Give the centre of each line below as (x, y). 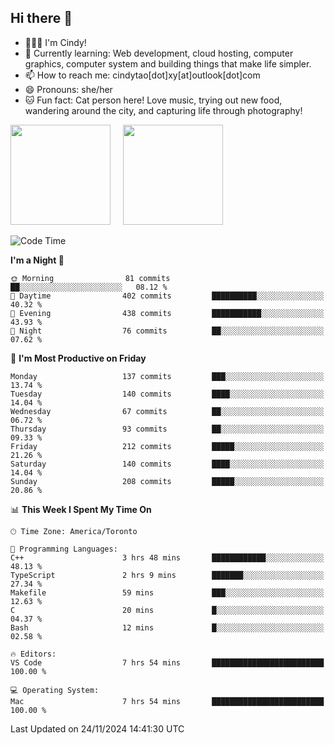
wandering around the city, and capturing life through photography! (163, 110)
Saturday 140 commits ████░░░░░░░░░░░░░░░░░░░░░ (167, 464)
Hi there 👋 (41, 18)
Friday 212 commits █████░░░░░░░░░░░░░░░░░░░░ (167, 446)
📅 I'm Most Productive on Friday (78, 358)
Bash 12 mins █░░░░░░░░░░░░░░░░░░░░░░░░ (167, 627)
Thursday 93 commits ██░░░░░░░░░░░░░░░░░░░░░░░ (167, 429)
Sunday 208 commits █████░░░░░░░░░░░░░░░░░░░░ (167, 481)
